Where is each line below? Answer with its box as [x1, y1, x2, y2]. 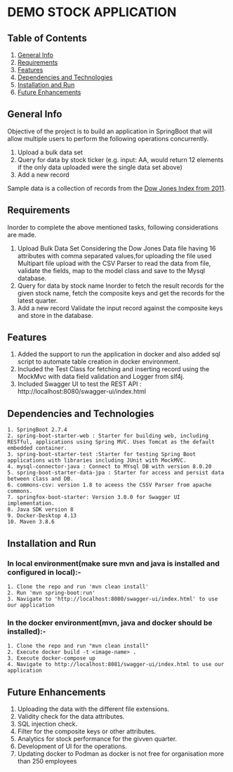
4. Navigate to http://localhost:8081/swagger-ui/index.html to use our [7, 661, 225, 668]
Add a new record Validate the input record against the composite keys [17, 303, 223, 312]
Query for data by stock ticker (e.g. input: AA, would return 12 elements [17, 155, 224, 164]
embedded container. [7, 445, 68, 452]
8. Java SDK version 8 [7, 506, 74, 513]
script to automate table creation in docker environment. [17, 357, 180, 366]
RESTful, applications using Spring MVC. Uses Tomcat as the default [7, 439, 215, 446]
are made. [7, 230, 36, 239]
